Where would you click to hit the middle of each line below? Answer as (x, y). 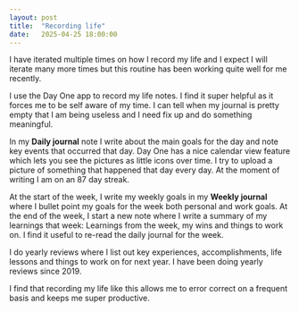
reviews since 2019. (46, 271)
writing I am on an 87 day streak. (69, 180)
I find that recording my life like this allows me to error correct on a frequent (149, 289)
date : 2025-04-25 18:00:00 (63, 34)
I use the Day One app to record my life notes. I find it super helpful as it (141, 96)
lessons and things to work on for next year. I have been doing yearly (136, 262)
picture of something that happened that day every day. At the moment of (145, 170)
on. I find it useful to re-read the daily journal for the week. (116, 235)
